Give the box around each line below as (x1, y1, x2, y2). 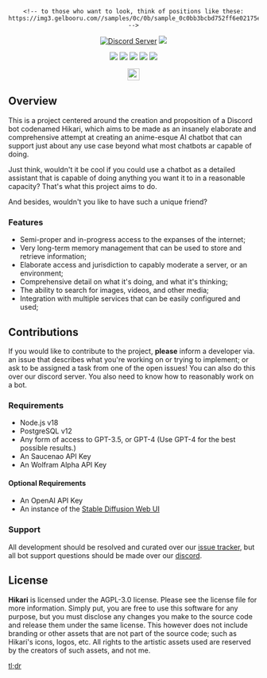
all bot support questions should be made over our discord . (8, 550, 203, 560)
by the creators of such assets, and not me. (8, 645, 151, 655)
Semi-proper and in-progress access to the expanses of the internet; (19, 235, 246, 245)
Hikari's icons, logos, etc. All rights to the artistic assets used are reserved (8, 637, 252, 646)
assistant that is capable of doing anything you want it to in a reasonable (8, 173, 246, 183)
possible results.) (19, 443, 77, 453)
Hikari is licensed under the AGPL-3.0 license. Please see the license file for (8, 595, 257, 604)
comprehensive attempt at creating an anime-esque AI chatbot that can (8, 132, 242, 142)
